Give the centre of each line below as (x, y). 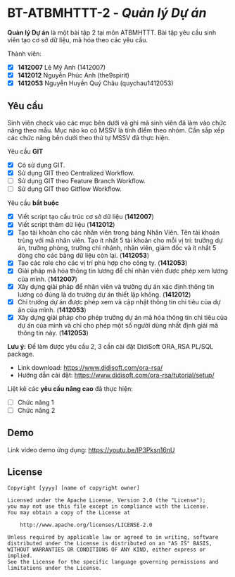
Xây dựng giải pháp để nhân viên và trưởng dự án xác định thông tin (116, 286)
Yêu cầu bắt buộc (33, 203)
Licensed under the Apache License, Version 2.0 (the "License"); (107, 501)
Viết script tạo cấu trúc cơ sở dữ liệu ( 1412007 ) (86, 217)
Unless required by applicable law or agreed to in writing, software (113, 538)
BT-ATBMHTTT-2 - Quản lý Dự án (107, 13)
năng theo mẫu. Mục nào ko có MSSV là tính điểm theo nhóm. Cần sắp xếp (116, 130)
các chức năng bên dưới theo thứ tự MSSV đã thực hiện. (89, 137)
